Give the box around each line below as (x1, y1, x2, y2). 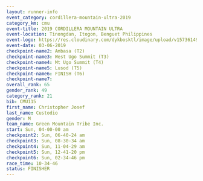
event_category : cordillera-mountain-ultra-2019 (6, 14, 131, 21)
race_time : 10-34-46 (6, 160, 59, 167)
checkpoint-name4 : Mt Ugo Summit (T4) (6, 59, 104, 65)
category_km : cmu (6, 20, 50, 26)
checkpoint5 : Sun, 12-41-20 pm (6, 149, 85, 155)
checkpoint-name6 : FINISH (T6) (6, 71, 85, 77)
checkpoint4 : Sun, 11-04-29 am (6, 143, 85, 150)
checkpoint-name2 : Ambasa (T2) (6, 48, 85, 54)
